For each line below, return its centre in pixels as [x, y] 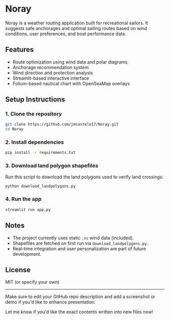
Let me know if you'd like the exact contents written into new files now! [79, 312]
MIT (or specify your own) [32, 282]
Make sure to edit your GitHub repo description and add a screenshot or [80, 297]
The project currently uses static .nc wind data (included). [73, 238]
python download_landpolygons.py [40, 186]
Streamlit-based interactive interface [51, 78]
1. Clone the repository [34, 114]
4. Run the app [24, 199]
